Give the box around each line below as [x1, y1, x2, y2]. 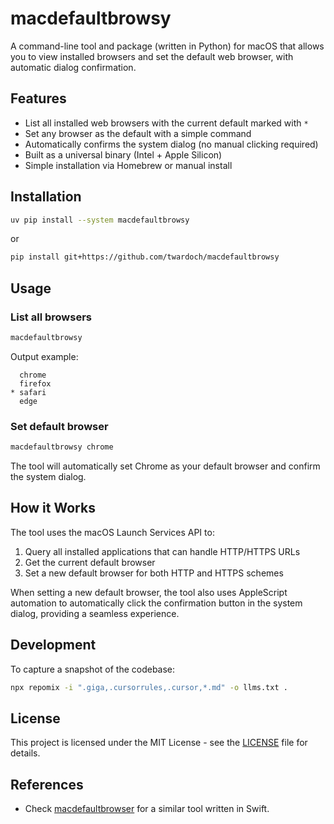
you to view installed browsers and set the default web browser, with [10, 50, 294, 62]
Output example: [10, 350, 79, 362]
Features [10, 90, 67, 107]
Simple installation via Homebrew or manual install [24, 159, 233, 171]
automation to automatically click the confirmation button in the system [10, 597, 303, 609]
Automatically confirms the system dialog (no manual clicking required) [24, 138, 319, 150]
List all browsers [10, 310, 92, 324]
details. [10, 747, 41, 759]
